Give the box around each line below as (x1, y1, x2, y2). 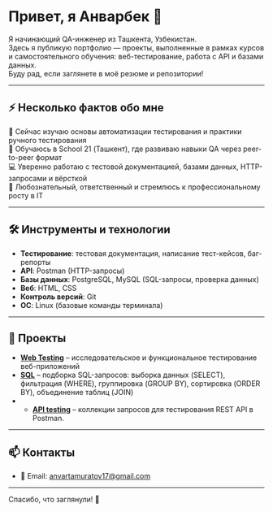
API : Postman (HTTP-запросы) (19, 266, 125, 276)
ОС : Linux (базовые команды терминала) (19, 300, 163, 310)
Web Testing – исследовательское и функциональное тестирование (19, 353, 258, 362)
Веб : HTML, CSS (19, 283, 77, 293)
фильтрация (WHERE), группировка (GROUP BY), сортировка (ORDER (19, 379, 261, 388)
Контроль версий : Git (19, 292, 97, 302)
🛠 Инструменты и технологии (8, 223, 171, 236)
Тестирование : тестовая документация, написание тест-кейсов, (19, 248, 246, 258)
